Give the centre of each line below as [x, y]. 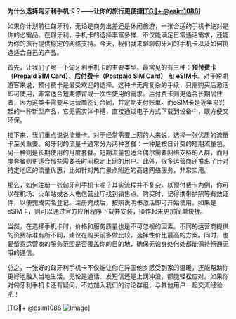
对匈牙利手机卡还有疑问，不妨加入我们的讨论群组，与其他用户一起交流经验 [115, 285]
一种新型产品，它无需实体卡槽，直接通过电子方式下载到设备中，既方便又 [124, 111]
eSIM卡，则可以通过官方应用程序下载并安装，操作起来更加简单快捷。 [107, 211]
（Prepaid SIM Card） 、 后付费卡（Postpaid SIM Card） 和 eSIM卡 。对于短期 [118, 76]
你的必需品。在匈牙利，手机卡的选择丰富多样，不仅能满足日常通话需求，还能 [118, 35]
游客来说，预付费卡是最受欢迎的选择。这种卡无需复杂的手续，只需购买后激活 [118, 85]
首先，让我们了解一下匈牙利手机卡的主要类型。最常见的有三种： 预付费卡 [112, 67]
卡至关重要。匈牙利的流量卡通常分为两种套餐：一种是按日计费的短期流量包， [118, 144]
